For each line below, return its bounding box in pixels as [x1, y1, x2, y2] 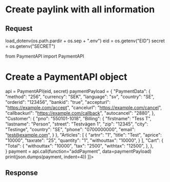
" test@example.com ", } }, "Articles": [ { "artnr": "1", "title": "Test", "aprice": [5, 132, 162, 138]
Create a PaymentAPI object [5, 71, 128, 83]
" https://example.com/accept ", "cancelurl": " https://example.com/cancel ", [5, 104, 162, 111]
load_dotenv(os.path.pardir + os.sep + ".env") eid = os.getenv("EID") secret [5, 38, 165, 44]
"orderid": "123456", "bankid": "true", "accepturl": [5, 99, 111, 105]
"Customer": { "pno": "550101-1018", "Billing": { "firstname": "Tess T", [5, 115, 152, 121]
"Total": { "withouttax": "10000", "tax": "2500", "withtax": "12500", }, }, [5, 142, 154, 149]
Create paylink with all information [5, 4, 155, 15]
